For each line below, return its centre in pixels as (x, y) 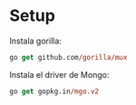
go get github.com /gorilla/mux (68, 57)
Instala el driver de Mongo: (59, 74)
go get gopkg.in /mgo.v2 (54, 91)
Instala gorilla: (35, 41)
